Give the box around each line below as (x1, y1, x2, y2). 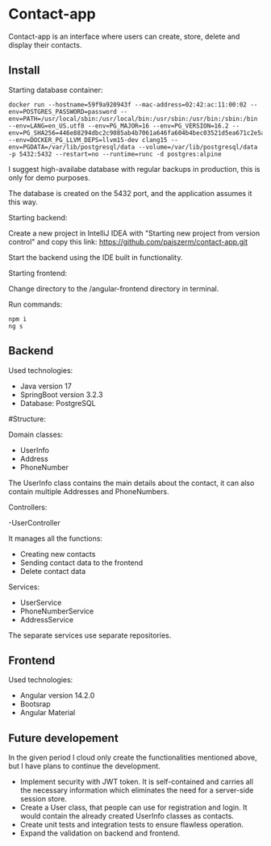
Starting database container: (8, 85, 103, 94)
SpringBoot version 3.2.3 (19, 389, 103, 400)
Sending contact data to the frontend (19, 558, 144, 567)
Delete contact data (19, 566, 86, 576)
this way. (8, 197, 38, 207)
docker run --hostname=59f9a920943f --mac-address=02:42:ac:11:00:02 (8, 100, 248, 109)
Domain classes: (8, 429, 63, 439)
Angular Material (19, 708, 76, 718)
